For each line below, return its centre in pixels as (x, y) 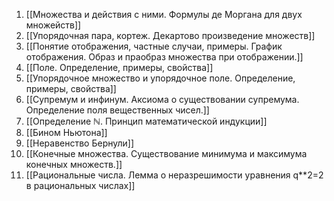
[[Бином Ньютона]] (66, 132)
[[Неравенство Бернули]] (80, 143)
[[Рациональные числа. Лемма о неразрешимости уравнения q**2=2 (174, 175)
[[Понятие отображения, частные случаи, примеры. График (154, 46)
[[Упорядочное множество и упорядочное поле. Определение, (160, 78)
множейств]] (53, 25)
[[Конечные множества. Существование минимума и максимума (166, 153)
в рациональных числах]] (80, 185)
